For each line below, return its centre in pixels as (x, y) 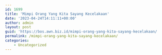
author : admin (19, 23)
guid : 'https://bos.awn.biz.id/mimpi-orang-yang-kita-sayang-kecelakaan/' (82, 32)
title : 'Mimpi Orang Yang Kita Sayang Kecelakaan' (57, 14)
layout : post (18, 27)
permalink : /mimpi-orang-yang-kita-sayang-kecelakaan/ (62, 36)
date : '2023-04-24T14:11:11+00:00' (41, 18)
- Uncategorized (30, 45)
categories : (17, 41)
